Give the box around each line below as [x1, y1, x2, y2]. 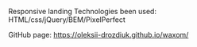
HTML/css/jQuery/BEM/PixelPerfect [8, 15, 126, 24]
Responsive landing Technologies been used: [8, 7, 157, 16]
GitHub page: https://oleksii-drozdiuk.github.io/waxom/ [8, 31, 189, 39]
